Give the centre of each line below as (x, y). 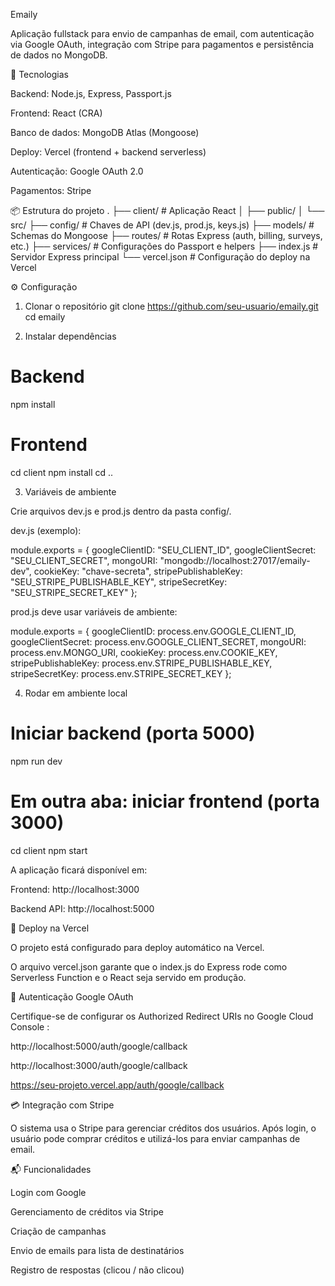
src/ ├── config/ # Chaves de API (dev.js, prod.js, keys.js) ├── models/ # (162, 225)
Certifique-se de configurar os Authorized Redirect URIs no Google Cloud (162, 1016)
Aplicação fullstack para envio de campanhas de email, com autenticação (162, 33)
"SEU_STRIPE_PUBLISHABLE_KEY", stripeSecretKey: (119, 581)
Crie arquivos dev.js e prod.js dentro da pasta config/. (121, 511)
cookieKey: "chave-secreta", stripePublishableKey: (138, 571)
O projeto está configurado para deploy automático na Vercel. (137, 947)
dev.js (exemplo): (46, 530)
